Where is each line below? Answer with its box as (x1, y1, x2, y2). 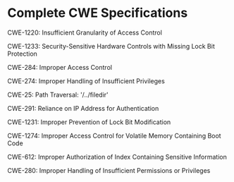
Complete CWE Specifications (7, 5, 188, 21)
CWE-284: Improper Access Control (7, 63, 113, 71)
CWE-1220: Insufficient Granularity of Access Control (7, 28, 162, 37)
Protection (7, 49, 37, 58)
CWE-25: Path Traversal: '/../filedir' (7, 90, 109, 99)
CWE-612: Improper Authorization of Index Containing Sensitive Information (7, 152, 227, 161)
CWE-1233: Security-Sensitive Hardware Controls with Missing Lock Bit (7, 42, 215, 50)
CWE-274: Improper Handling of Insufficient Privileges (7, 76, 166, 85)
